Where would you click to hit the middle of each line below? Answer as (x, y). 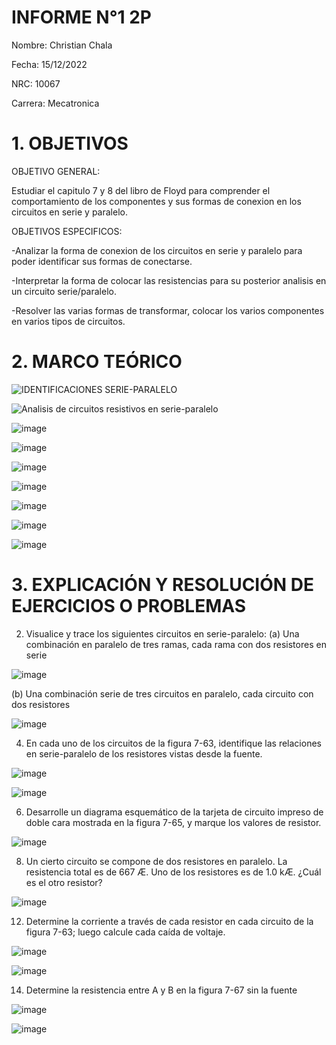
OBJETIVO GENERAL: (56, 171)
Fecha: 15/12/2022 (49, 64)
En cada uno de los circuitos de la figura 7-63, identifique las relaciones (173, 743)
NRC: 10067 (36, 83)
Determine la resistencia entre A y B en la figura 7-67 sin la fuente (161, 990)
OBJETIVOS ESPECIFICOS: (67, 231)
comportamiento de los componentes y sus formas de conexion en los (156, 201)
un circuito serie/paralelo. (64, 291)
